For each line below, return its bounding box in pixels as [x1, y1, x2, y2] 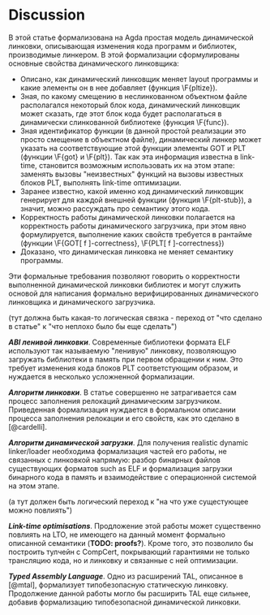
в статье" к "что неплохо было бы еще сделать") [8, 321, 178, 331]
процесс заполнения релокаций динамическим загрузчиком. [8, 396, 222, 405]
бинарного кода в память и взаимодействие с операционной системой [8, 472, 257, 482]
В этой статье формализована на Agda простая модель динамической [8, 32, 254, 42]
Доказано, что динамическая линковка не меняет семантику [19, 246, 234, 257]
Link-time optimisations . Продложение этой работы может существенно [8, 521, 261, 531]
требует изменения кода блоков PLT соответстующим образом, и [8, 363, 238, 373]
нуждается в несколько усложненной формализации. [8, 371, 195, 381]
